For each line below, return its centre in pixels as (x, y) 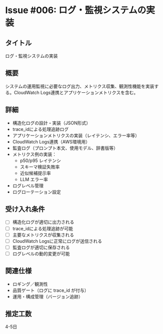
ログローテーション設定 (37, 192)
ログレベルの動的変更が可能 (41, 253)
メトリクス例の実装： (34, 154)
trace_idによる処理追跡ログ (41, 129)
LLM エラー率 (34, 179)
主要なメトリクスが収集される (43, 235)
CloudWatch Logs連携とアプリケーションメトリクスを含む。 (76, 92)
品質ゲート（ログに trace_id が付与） (51, 290)
